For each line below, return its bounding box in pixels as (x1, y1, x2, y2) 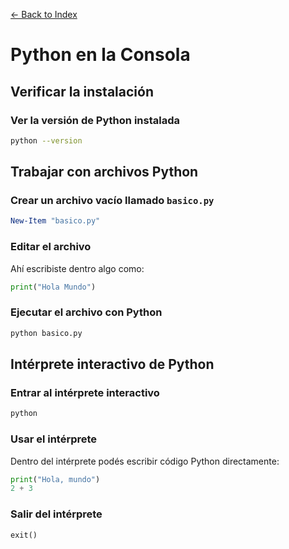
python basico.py (10, 328, 83, 338)
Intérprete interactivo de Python (10, 356, 215, 373)
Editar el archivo (10, 240, 92, 254)
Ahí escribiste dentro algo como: (10, 262, 145, 274)
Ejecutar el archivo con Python (10, 305, 163, 319)
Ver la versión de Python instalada (10, 113, 180, 127)
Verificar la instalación (10, 83, 154, 100)
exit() (10, 530, 38, 540)
